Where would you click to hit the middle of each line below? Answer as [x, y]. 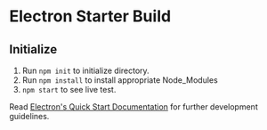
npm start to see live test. [69, 89]
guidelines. [29, 116]
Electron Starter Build [90, 16]
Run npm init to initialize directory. [85, 70]
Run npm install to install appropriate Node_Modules [120, 80]
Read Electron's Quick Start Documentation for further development [133, 107]
